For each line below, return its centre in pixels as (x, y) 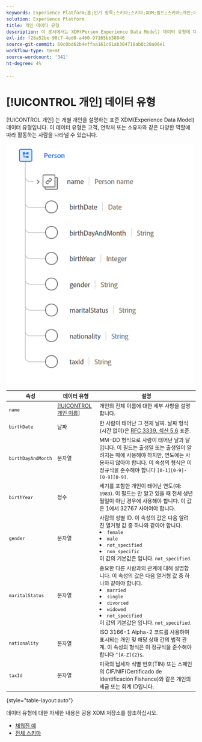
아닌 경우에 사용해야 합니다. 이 (150, 501)
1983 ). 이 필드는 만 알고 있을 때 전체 (141, 494)
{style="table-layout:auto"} (40, 700)
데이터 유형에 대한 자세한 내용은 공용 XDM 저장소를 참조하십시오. (82, 713)
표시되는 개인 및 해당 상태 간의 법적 (140, 639)
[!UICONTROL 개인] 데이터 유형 (81, 102)
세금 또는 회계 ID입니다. (127, 687)
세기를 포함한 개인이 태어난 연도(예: (140, 486)
